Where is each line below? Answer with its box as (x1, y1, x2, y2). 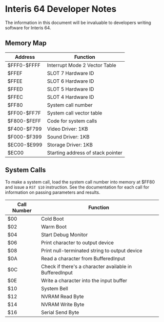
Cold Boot (41, 215, 64, 222)
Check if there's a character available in (41, 263, 132, 270)
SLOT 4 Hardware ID (47, 93, 94, 100)
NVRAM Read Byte (41, 293, 84, 299)
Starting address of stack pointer (47, 149, 123, 156)
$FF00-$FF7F (7, 109, 41, 116)
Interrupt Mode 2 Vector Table (47, 62, 116, 69)
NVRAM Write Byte (41, 301, 84, 308)
